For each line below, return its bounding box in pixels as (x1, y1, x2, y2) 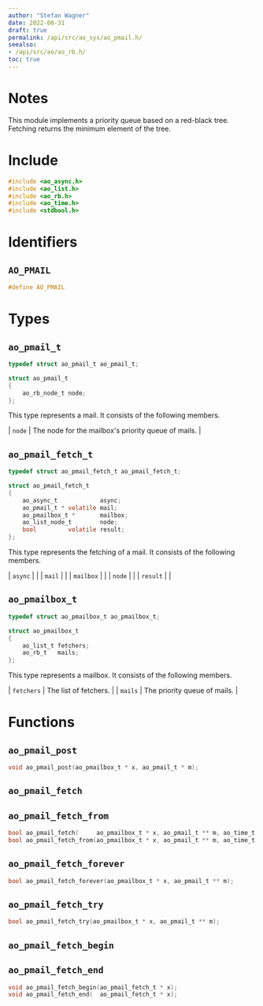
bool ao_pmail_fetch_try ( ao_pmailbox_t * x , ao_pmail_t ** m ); (8, 918, 220, 926)
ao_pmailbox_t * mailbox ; (22, 511, 128, 519)
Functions (8, 714, 75, 731)
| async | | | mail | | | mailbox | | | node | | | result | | (8, 571, 172, 581)
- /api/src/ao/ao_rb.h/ (8, 48, 87, 56)
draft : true (8, 26, 47, 34)
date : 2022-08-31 (8, 19, 65, 27)
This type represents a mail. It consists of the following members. (8, 410, 220, 420)
